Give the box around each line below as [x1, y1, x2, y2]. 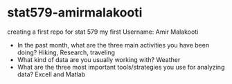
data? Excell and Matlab [17, 70, 86, 78]
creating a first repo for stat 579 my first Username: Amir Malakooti [7, 28, 199, 36]
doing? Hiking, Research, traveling [17, 48, 116, 56]
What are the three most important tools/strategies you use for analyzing [17, 63, 225, 71]
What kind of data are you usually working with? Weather [17, 55, 181, 63]
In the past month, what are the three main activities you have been [17, 41, 210, 49]
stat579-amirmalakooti [7, 5, 143, 21]
